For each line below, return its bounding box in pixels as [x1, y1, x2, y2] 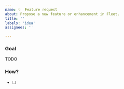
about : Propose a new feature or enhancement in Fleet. [5, 12, 120, 16]
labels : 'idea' [5, 20, 36, 26]
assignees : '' [5, 25, 34, 30]
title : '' [5, 16, 25, 21]
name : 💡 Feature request [5, 7, 57, 12]
